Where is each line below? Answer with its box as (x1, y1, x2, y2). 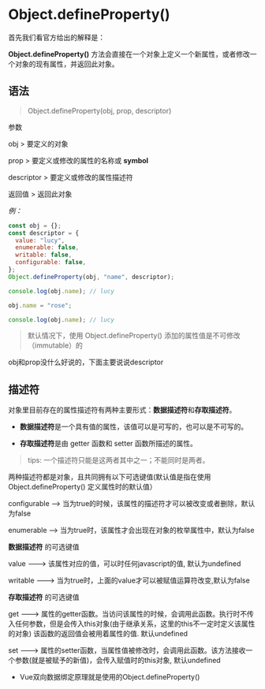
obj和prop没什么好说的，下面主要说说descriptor (8, 357, 164, 367)
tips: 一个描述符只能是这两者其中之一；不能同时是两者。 (27, 456, 210, 465)
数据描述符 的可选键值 (8, 542, 80, 552)
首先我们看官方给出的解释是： (8, 32, 105, 42)
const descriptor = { (8, 229, 80, 237)
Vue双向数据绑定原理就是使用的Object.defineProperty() (19, 672, 200, 682)
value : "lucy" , (15, 236, 65, 244)
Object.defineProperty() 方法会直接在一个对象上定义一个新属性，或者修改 (8, 49, 250, 58)
